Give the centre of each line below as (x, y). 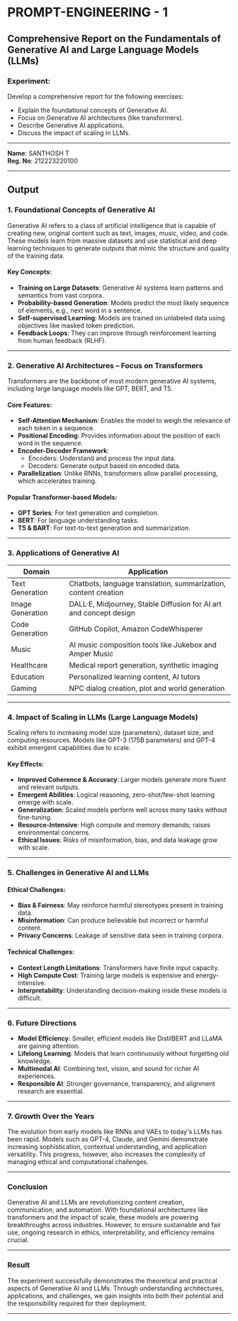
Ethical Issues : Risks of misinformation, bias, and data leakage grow (118, 840)
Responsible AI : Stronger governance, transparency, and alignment (116, 1083)
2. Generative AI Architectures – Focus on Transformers (105, 365)
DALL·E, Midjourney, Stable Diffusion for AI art (145, 604)
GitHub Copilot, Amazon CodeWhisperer (136, 629)
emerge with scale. (45, 803)
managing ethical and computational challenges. (78, 1162)
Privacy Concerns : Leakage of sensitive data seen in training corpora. (120, 935)
